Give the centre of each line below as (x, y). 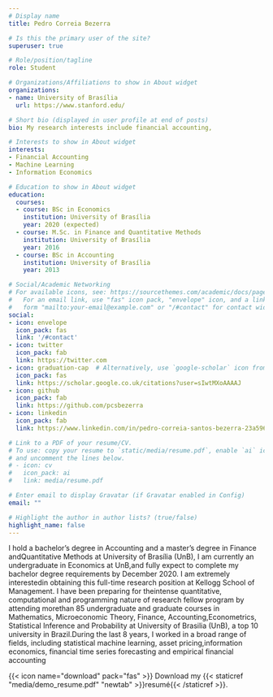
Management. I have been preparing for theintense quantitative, (115, 591)
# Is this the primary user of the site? (80, 38)
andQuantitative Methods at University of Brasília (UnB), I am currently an (131, 556)
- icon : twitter (36, 345)
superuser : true (36, 45)
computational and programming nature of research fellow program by (126, 600)
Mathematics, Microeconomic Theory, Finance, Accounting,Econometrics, (133, 617)
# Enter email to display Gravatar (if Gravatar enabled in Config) (127, 496)
